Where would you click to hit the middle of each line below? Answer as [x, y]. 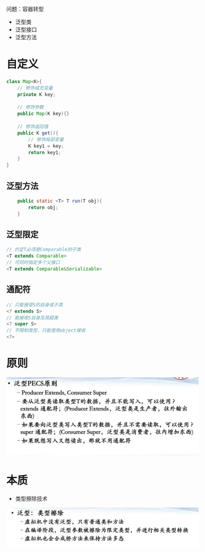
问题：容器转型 [25, 9]
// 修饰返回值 [33, 127]
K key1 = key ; [46, 146]
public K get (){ [38, 133]
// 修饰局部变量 [46, 139]
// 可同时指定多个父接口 [33, 263]
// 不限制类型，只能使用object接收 [46, 331]
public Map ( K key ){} [43, 114]
